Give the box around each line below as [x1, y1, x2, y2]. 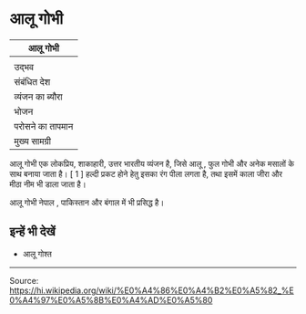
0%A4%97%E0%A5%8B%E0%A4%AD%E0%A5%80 [9, 294, 213, 305]
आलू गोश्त [22, 248, 52, 259]
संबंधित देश [14, 75, 51, 88]
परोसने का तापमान [14, 120, 74, 132]
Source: [9, 275, 39, 286]
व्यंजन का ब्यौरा [14, 90, 63, 103]
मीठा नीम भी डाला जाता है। [9, 178, 87, 190]
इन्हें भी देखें [9, 224, 56, 240]
